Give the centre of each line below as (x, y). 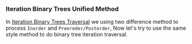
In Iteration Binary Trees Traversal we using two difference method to (92, 22)
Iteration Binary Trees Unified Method (62, 9)
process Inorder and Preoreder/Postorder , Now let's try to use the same (96, 28)
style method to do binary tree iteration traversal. (67, 34)
